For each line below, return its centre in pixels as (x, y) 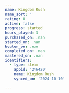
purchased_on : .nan (25, 38)
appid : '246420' (31, 70)
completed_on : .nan (25, 51)
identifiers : (18, 60)
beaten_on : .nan (22, 46)
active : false (20, 23)
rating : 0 (15, 19)
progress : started (24, 28)
